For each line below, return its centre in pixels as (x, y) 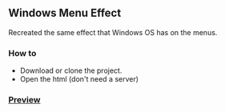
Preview (24, 100)
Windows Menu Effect (65, 13)
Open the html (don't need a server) (79, 79)
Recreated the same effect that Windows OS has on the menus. (113, 32)
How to (22, 53)
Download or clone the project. (71, 70)
